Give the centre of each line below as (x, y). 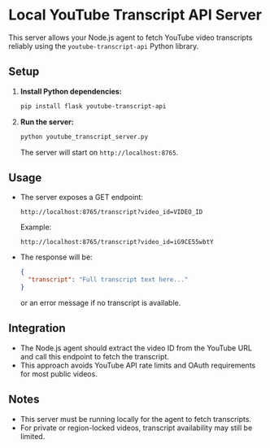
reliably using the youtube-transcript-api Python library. (104, 46)
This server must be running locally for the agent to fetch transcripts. (136, 419)
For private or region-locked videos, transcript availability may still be (136, 428)
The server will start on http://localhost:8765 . (99, 152)
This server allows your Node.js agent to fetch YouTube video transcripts (131, 37)
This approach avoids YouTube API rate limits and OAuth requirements (138, 365)
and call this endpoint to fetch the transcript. (94, 356)
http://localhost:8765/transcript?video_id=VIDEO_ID (111, 212)
